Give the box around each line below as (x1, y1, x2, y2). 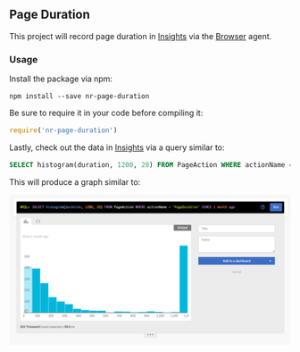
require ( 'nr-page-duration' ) (9, 126, 118, 135)
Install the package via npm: (9, 73, 113, 84)
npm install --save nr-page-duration (9, 92, 150, 101)
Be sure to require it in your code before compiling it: (9, 107, 204, 119)
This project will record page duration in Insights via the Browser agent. (9, 30, 272, 41)
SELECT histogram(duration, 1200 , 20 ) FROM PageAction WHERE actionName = (9, 160, 294, 169)
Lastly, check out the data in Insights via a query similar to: (9, 142, 225, 153)
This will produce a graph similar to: (9, 176, 141, 187)
